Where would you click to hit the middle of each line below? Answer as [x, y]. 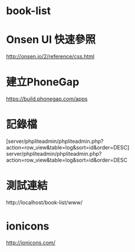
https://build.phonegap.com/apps [47, 99]
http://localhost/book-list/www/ [45, 202]
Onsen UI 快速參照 [51, 40]
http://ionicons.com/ [31, 243]
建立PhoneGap [43, 82]
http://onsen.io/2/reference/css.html [50, 57]
